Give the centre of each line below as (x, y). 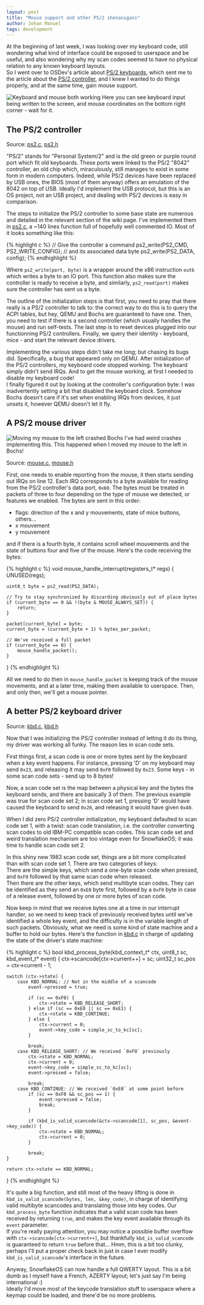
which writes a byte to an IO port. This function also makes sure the (91, 277)
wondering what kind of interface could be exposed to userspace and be (98, 53)
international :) (24, 1282)
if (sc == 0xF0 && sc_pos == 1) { (72, 1094)
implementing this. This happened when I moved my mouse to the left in (97, 444)
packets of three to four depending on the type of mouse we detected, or (98, 494)
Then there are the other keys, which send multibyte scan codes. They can (100, 883)
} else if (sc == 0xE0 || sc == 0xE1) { (80, 1008)
